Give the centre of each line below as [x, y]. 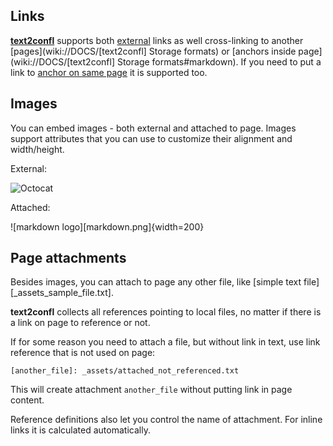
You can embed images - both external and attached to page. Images [153, 128]
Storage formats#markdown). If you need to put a [219, 61]
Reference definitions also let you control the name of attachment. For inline [166, 420]
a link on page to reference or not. [80, 323]
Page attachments [68, 258]
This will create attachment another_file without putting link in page [151, 390]
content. [27, 400]
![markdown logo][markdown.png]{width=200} [107, 226]
